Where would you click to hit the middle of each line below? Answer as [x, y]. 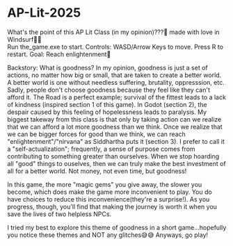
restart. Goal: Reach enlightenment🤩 [59, 54]
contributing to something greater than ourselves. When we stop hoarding [113, 156]
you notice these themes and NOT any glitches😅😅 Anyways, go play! [108, 235]
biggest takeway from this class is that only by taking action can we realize [114, 119]
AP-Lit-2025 [44, 13]
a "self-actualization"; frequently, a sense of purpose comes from [102, 149]
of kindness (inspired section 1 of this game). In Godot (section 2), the [107, 104]
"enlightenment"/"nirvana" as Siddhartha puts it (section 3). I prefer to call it [116, 141]
